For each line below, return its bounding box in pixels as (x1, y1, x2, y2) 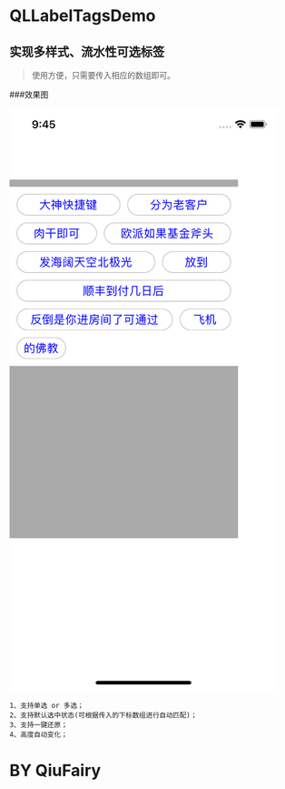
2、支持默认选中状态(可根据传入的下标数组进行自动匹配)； (9, 711, 198, 720)
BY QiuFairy (9, 761, 102, 781)
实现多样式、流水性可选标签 (9, 44, 165, 59)
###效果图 (9, 89, 49, 100)
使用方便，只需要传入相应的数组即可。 (31, 70, 175, 80)
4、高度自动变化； (9, 730, 68, 739)
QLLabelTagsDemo (9, 5, 156, 26)
